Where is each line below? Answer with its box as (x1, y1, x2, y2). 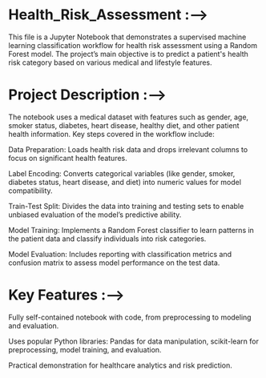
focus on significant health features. (8, 153, 128, 163)
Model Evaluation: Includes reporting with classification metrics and (8, 249, 232, 259)
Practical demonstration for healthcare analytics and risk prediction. (8, 360, 232, 370)
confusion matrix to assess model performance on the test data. (8, 258, 220, 267)
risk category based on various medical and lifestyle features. (8, 58, 212, 67)
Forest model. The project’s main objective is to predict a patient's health (8, 49, 248, 58)
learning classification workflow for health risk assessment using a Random (8, 40, 258, 50)
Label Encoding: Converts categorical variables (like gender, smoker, (8, 168, 236, 178)
